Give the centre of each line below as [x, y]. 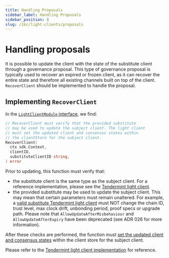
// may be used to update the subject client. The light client [75, 128]
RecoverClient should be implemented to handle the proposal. [71, 85]
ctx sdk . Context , [28, 147]
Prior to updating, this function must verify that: [55, 171]
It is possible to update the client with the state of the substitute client [79, 64]
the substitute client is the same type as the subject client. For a [80, 181]
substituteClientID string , [40, 157]
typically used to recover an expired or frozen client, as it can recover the [83, 75]
